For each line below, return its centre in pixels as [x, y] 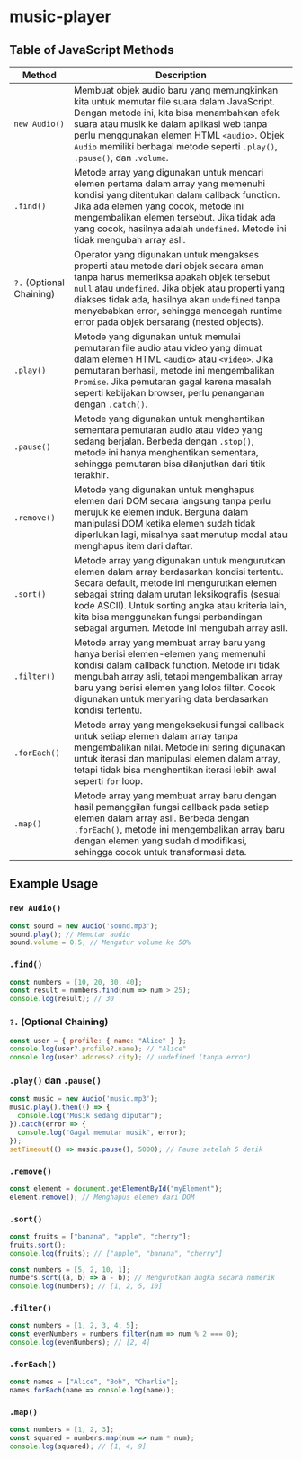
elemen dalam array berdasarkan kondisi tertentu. [178, 572]
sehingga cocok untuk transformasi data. [160, 852]
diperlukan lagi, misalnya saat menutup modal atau [180, 535]
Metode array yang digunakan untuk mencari [169, 172]
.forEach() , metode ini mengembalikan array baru [179, 829]
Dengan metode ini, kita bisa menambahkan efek [177, 113]
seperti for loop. [108, 781]
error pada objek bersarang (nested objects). [169, 322]
